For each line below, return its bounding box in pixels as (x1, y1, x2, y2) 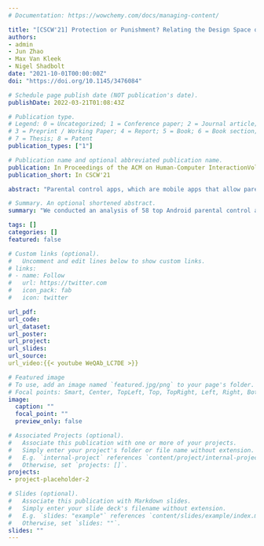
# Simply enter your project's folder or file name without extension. (8, 446, 255, 454)
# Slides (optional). (8, 490, 79, 498)
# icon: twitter (8, 294, 68, 302)
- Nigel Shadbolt (8, 62, 65, 71)
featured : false (8, 236, 61, 243)
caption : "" (15, 403, 55, 410)
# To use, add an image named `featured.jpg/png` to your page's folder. (8, 381, 255, 388)
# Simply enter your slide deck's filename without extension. (8, 504, 226, 512)
